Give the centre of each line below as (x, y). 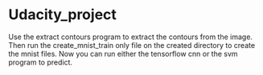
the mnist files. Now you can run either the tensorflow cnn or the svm (123, 53)
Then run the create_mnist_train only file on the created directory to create (132, 45)
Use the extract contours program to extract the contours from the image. (131, 37)
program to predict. (41, 62)
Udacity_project (62, 15)
